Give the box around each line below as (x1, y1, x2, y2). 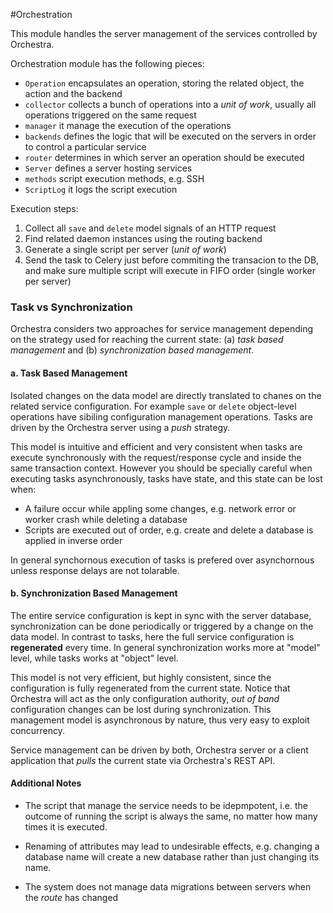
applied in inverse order (24, 534, 123, 546)
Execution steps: (10, 203, 79, 214)
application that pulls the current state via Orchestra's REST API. (10, 754, 276, 766)
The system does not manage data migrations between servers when (24, 880, 312, 893)
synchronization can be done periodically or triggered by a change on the (10, 620, 314, 632)
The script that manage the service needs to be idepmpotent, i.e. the (24, 799, 308, 811)
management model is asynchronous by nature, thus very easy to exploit (10, 714, 310, 726)
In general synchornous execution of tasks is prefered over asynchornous (10, 554, 315, 566)
